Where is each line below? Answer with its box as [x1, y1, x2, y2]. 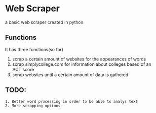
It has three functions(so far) [5, 46, 63, 52]
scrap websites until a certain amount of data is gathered [12, 72, 128, 78]
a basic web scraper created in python [5, 19, 84, 25]
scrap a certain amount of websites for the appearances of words [12, 56, 146, 62]
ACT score [12, 66, 35, 72]
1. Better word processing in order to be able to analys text [5, 99, 138, 104]
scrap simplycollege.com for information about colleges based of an [12, 61, 152, 67]
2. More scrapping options [5, 103, 61, 108]
